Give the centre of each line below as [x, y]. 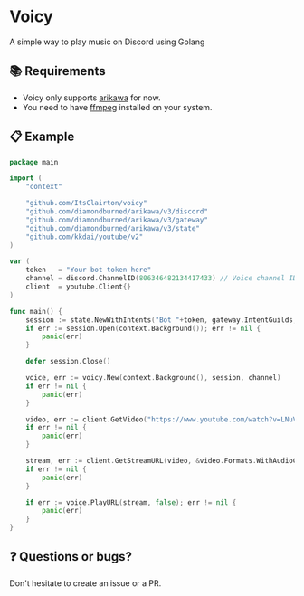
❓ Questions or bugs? [71, 557]
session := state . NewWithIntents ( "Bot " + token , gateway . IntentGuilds [160, 320]
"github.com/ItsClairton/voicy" [86, 203]
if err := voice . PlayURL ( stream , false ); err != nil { [131, 502]
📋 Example [42, 137]
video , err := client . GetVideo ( [86, 419]
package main [34, 162]
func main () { [36, 311]
